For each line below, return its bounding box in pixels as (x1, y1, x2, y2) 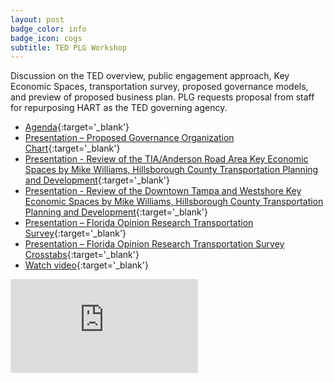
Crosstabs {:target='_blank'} (24, 249, 140, 261)
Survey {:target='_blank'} (24, 227, 127, 240)
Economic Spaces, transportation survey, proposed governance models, (10, 81, 309, 93)
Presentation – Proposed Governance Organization (24, 132, 235, 144)
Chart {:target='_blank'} (24, 142, 121, 155)
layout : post (10, 14, 65, 25)
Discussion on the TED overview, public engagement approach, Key (10, 70, 290, 82)
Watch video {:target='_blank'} (24, 259, 149, 271)
